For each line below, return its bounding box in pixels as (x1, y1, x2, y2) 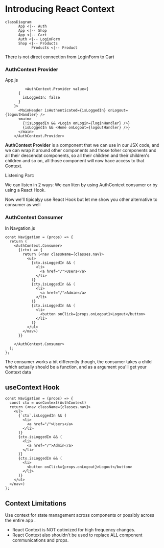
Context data (5, 369, 31, 375)
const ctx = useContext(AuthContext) (9, 400, 87, 405)
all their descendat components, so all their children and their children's (5, 153, 150, 158)
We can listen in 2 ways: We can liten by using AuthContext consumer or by (5, 182, 158, 188)
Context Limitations (5, 499, 67, 507)
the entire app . (5, 517, 36, 524)
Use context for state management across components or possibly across (5, 512, 155, 518)
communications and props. (12, 537, 69, 543)
